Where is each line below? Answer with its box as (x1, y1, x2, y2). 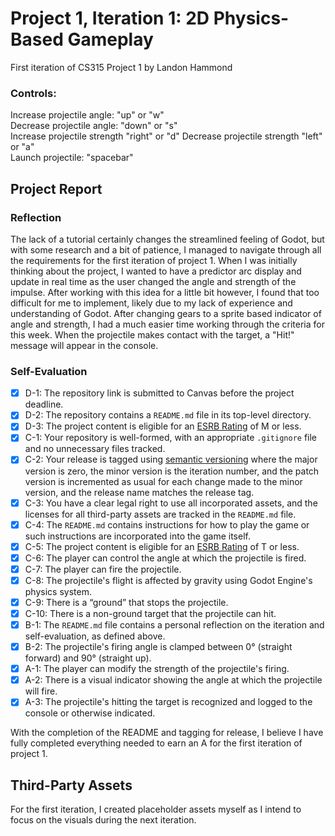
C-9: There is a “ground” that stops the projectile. (24, 596, 229, 608)
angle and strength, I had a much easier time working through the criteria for (10, 318, 325, 330)
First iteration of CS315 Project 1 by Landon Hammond (10, 61, 233, 73)
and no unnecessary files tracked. (24, 443, 166, 455)
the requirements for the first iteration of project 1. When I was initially (10, 254, 298, 266)
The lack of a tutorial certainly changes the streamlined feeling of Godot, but (10, 233, 325, 245)
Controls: (10, 86, 57, 100)
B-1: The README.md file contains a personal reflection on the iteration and (24, 619, 325, 631)
